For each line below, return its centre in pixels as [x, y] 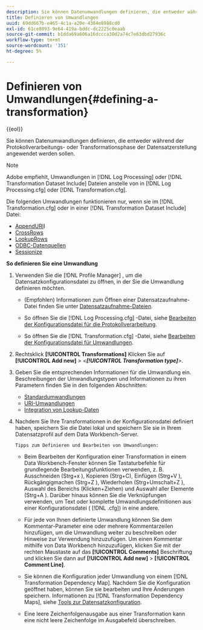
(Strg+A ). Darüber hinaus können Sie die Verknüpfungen [95, 495]
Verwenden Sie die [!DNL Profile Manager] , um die [79, 275]
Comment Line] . [44, 564]
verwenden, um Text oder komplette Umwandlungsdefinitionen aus [108, 501]
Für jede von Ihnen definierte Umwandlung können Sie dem [98, 519]
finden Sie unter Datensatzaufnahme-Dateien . [95, 306]
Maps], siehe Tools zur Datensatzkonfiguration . [83, 602]
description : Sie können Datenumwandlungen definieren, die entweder [96, 12]
